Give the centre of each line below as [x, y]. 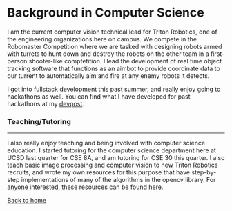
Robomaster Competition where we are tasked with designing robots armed [115, 46]
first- [217, 54]
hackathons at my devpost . [46, 103]
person [17, 61]
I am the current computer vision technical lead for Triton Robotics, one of [112, 32]
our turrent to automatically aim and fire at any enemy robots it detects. [108, 76]
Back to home [27, 201]
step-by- [204, 172]
